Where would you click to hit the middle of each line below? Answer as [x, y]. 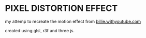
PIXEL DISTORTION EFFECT [61, 8]
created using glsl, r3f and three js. [40, 30]
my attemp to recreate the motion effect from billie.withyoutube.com [73, 21]
